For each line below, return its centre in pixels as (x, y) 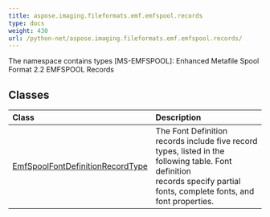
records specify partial (198, 182)
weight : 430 (28, 31)
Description (178, 117)
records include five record (207, 141)
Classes (29, 94)
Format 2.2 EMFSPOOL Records (61, 70)
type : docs (27, 23)
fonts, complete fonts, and (205, 191)
